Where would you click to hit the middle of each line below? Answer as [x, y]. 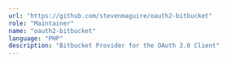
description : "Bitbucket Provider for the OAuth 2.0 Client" [114, 46]
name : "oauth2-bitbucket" [52, 31]
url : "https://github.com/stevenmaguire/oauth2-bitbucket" [111, 16]
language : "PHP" [36, 38]
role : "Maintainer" [41, 23]
